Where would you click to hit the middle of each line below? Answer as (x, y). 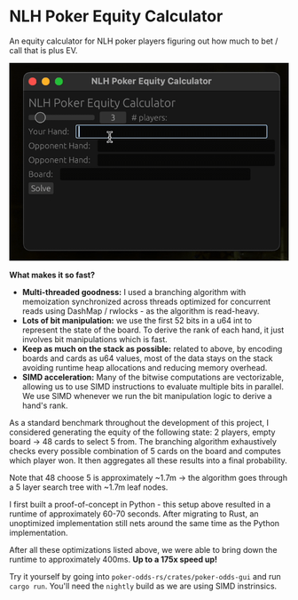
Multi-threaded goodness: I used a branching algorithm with (134, 292)
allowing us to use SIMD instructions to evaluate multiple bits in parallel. (153, 386)
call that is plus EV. (43, 50)
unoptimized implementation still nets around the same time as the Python (145, 523)
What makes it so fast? (52, 275)
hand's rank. (45, 405)
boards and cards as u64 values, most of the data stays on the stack (147, 358)
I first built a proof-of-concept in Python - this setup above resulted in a (140, 504)
